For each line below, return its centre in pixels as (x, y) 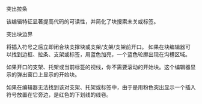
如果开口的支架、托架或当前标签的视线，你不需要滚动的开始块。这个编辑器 (98, 67)
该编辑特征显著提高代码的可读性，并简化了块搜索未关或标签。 (83, 22)
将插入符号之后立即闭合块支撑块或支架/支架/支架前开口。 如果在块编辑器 (96, 47)
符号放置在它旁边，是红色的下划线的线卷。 (59, 95)
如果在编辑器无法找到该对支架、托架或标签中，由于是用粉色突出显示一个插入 (101, 87)
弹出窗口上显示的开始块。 (48, 74)
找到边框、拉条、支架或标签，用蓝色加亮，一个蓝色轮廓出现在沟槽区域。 (101, 54)
